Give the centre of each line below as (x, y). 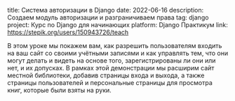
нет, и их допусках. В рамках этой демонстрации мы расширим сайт (111, 68)
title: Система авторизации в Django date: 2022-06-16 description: (106, 10)
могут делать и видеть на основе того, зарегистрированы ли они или (112, 61)
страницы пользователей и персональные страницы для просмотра (110, 83)
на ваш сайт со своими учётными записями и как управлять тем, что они (118, 53)
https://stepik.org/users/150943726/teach (68, 32)
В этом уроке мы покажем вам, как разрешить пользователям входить (115, 46)
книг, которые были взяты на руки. (60, 90)
